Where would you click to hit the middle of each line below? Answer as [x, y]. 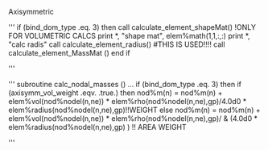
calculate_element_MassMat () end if [69, 53]
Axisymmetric [31, 12]
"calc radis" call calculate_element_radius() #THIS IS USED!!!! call [117, 44]
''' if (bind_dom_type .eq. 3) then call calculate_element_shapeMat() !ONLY [132, 27]
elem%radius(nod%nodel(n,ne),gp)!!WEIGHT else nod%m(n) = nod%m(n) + [134, 110]
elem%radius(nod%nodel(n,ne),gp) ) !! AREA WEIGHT [97, 127]
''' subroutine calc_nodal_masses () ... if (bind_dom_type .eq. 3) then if [125, 84]
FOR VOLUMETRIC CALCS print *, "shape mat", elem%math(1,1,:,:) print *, [129, 36]
